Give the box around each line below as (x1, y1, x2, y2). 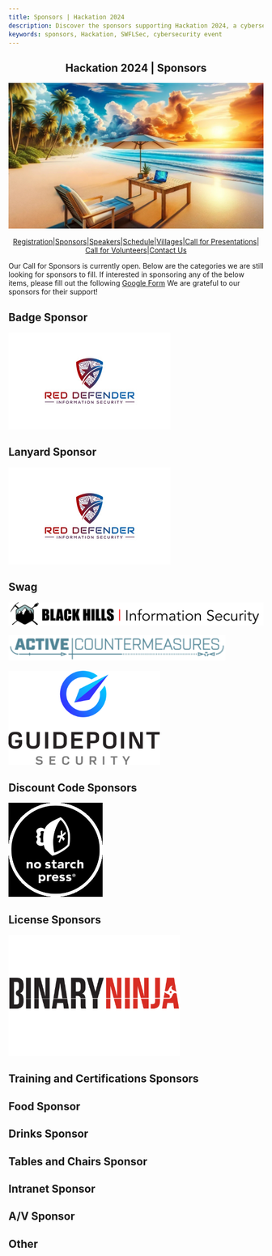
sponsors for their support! (8, 287, 99, 297)
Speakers (88, 237, 121, 247)
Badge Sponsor (8, 310, 88, 324)
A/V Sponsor (8, 1210, 75, 1224)
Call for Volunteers (84, 245, 147, 255)
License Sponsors (8, 913, 101, 927)
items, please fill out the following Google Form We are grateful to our (8, 278, 240, 288)
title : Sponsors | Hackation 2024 (8, 13, 125, 21)
